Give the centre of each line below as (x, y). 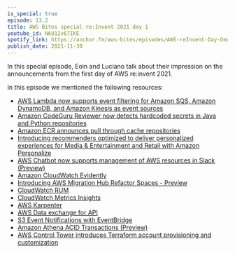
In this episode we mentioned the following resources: (85, 87)
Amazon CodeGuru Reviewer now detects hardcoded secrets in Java (117, 116)
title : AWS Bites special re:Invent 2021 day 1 (78, 27)
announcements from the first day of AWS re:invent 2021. (90, 74)
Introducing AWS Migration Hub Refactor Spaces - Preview (102, 183)
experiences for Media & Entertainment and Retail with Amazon (108, 145)
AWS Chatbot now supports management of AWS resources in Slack (116, 160)
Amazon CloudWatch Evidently (62, 175)
